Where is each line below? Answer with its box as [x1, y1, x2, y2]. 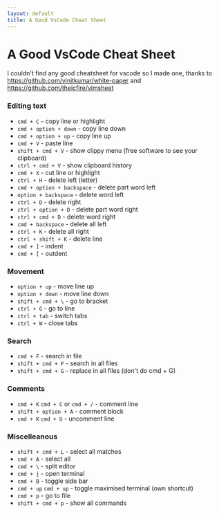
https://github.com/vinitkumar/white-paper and [7, 77, 142, 85]
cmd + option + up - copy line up [17, 131, 112, 140]
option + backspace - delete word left [17, 190, 124, 199]
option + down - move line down [17, 290, 109, 298]
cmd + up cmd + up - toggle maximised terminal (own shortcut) [17, 484, 193, 492]
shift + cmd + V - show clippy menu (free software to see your [17, 146, 198, 154]
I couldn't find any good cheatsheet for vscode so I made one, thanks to [7, 69, 213, 77]
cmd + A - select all [17, 455, 71, 463]
